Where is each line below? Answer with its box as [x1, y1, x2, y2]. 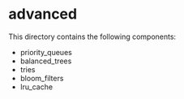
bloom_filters [19, 73, 64, 83]
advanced [8, 5, 78, 24]
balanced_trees [19, 56, 72, 66]
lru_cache [19, 82, 53, 92]
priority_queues [19, 47, 73, 57]
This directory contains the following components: [8, 32, 177, 41]
